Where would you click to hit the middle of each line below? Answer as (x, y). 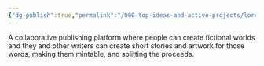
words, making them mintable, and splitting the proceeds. (101, 54)
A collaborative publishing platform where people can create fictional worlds (132, 37)
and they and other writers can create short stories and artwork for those (126, 45)
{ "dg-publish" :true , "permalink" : (63, 15)
